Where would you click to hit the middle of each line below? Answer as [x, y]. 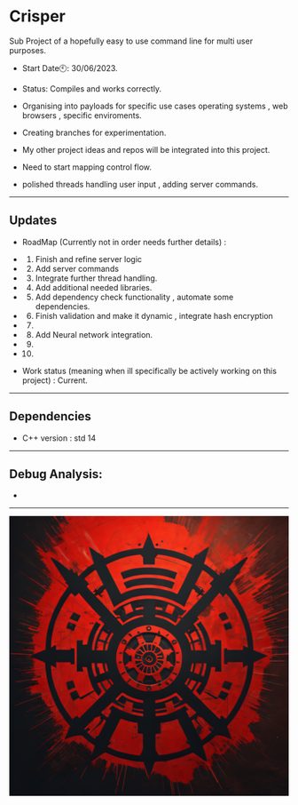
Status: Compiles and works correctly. [92, 88]
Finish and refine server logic [89, 259]
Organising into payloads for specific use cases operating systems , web [155, 106]
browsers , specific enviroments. [82, 115]
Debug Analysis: [56, 474]
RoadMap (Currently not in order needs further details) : [124, 242]
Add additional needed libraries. [94, 287]
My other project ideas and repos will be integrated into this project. [146, 149]
